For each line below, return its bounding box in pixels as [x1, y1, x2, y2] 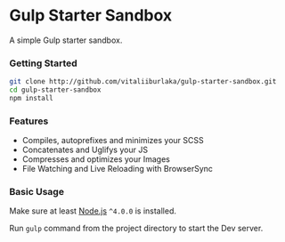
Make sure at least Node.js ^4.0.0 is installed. [9, 206, 176, 216]
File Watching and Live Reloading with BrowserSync [21, 164, 214, 174]
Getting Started [9, 57, 77, 69]
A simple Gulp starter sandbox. [9, 35, 123, 45]
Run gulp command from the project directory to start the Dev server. [9, 223, 264, 234]
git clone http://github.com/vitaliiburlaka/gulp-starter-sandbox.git [9, 77, 277, 86]
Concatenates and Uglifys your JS [21, 144, 149, 156]
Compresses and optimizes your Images [21, 154, 171, 165]
